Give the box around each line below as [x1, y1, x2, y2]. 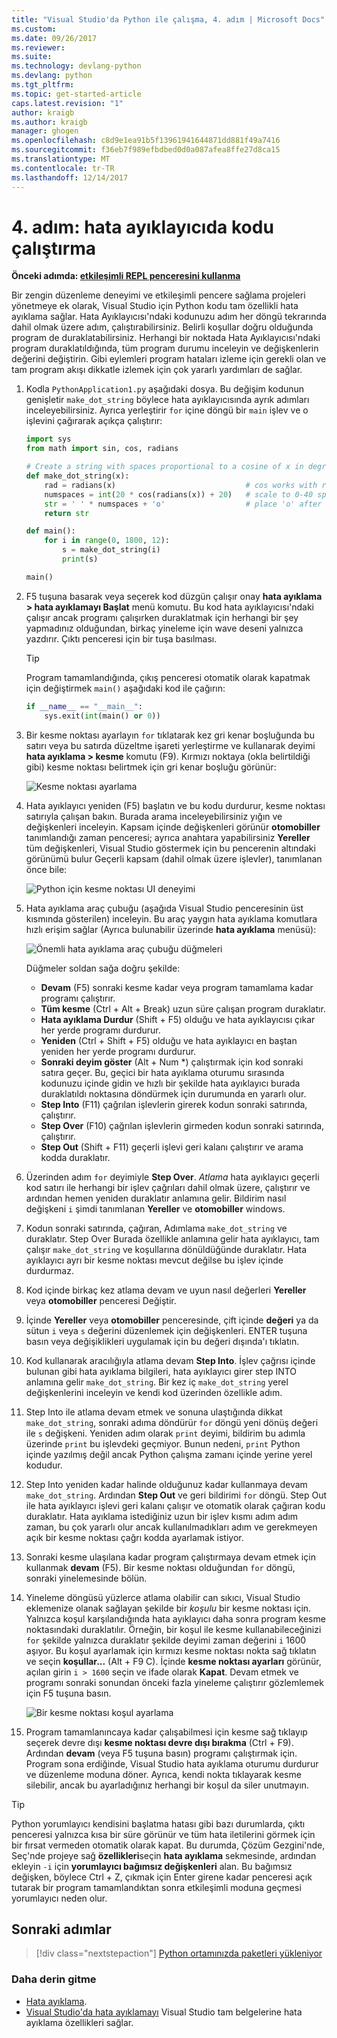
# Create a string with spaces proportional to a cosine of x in [25, 462, 304, 472]
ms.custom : [11, 24, 57, 34]
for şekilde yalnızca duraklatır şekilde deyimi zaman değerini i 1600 [25, 1634, 307, 1646]
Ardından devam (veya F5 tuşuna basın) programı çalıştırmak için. [25, 1747, 298, 1759]
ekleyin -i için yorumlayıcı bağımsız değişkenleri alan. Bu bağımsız [11, 1860, 293, 1872]
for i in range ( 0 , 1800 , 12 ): [44, 536, 170, 546]
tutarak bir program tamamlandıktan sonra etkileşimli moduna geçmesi [11, 1881, 302, 1893]
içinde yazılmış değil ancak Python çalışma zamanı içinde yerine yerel [25, 1448, 313, 1460]
